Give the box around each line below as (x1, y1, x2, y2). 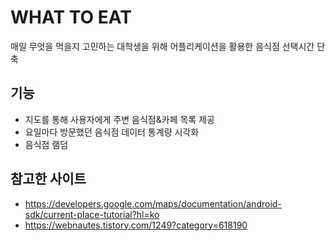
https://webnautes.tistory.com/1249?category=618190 (24, 219, 248, 231)
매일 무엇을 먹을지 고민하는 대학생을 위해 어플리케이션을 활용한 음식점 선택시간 (10, 40, 315, 52)
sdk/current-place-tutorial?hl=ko (24, 208, 160, 220)
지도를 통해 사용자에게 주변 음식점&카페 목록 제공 (24, 113, 215, 125)
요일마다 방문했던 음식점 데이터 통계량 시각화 (24, 126, 200, 138)
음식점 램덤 (24, 138, 69, 150)
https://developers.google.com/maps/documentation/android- (24, 197, 282, 210)
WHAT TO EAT (10, 6, 132, 29)
